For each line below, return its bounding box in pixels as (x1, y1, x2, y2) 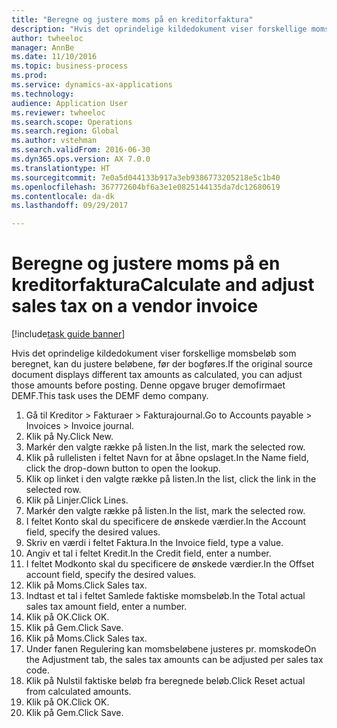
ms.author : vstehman (11, 136, 98, 146)
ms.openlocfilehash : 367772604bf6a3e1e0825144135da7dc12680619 (11, 182, 281, 192)
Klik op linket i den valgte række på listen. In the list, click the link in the (25, 473, 317, 485)
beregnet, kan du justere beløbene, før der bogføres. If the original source (11, 358, 313, 370)
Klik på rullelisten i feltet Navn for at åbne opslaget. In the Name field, (25, 452, 309, 464)
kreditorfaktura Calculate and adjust (11, 274, 315, 296)
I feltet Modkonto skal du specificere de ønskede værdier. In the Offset (25, 558, 315, 570)
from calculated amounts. (25, 686, 132, 698)
